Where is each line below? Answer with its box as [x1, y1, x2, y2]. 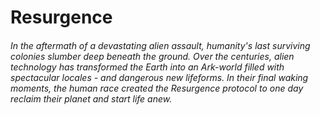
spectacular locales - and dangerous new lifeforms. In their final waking [10, 71, 309, 83]
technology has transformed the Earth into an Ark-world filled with [10, 61, 285, 73]
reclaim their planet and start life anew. [10, 92, 173, 105]
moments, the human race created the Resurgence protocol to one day [10, 82, 304, 94]
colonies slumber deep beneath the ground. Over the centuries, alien [10, 50, 295, 62]
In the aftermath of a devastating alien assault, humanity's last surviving [10, 39, 311, 51]
